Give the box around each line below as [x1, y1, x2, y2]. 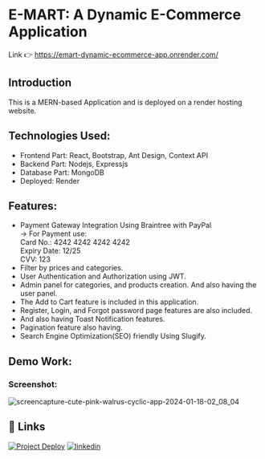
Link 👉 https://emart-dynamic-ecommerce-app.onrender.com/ [8, 50, 218, 59]
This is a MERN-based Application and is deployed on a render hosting [8, 97, 243, 107]
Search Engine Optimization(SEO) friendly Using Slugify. [19, 331, 206, 341]
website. [8, 106, 37, 116]
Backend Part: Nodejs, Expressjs [19, 159, 128, 169]
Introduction [8, 76, 72, 90]
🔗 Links [8, 420, 46, 434]
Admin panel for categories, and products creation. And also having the [19, 280, 257, 290]
